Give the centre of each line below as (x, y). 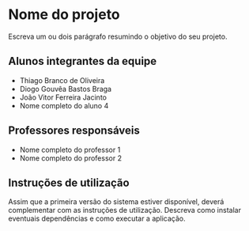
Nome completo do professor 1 (70, 150)
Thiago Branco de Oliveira (62, 80)
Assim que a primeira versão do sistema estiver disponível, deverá (116, 202)
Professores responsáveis (74, 131)
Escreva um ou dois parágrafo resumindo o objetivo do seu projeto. (118, 36)
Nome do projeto (64, 15)
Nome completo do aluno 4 (64, 105)
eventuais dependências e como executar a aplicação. (97, 218)
